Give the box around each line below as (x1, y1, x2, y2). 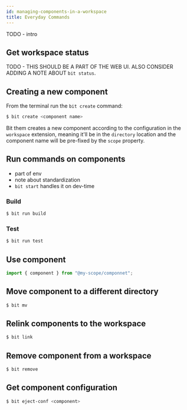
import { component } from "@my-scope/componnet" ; (6, 270, 133, 276)
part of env (14, 170, 42, 177)
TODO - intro (6, 30, 38, 37)
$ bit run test (6, 238, 44, 244)
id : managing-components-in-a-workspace (6, 8, 107, 15)
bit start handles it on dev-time (14, 182, 95, 189)
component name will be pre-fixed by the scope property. (6, 137, 145, 144)
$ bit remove (6, 366, 38, 373)
